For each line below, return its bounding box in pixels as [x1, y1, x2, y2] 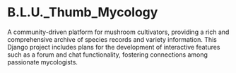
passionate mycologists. [7, 57, 78, 66]
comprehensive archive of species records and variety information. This [7, 35, 217, 43]
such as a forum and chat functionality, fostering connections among [7, 50, 208, 59]
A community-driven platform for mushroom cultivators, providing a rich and [7, 28, 230, 36]
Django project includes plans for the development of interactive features [7, 43, 220, 51]
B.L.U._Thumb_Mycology [7, 4, 158, 21]
